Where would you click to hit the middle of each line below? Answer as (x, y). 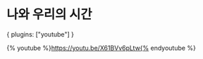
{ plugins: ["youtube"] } (41, 34)
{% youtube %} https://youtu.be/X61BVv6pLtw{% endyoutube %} (101, 48)
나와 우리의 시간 (49, 14)
